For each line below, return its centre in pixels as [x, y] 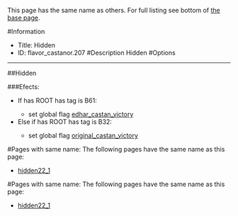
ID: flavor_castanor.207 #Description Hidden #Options [96, 53]
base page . [24, 18]
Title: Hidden [36, 45]
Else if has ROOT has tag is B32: [64, 122]
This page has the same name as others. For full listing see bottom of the [114, 10]
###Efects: [23, 87]
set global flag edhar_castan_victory [81, 114]
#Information [26, 32]
